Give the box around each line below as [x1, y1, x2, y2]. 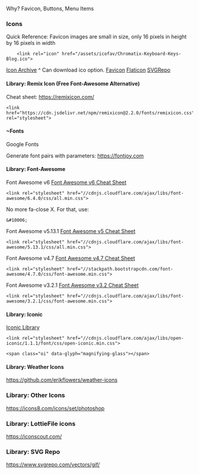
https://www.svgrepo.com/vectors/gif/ [6, 461, 100, 468]
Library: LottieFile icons [6, 420, 76, 428]
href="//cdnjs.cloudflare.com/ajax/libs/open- [67, 336, 184, 341]
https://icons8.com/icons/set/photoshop [6, 405, 105, 412]
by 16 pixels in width [6, 40, 56, 47]
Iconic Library [6, 324, 40, 331]
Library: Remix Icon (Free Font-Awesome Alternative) [6, 80, 140, 87]
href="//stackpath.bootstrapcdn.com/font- [67, 266, 174, 272]
